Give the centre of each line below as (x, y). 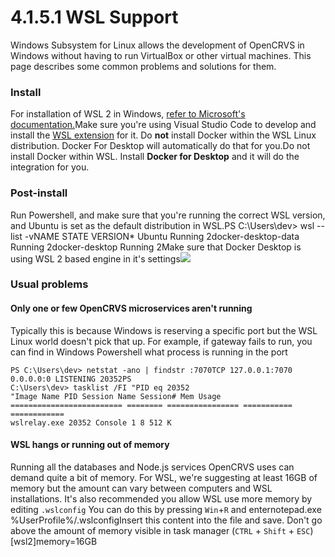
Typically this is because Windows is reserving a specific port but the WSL (164, 330)
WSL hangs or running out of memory (90, 445)
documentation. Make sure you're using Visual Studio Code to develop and (163, 125)
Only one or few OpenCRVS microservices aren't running (131, 308)
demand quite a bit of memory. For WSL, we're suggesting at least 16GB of (164, 477)
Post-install (39, 193)
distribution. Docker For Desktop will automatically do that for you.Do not (160, 146)
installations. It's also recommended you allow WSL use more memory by (161, 498)
